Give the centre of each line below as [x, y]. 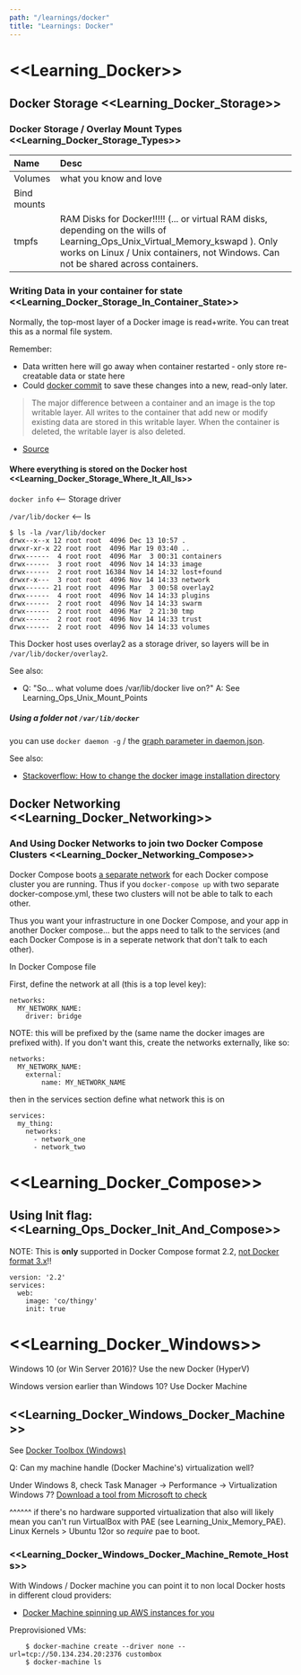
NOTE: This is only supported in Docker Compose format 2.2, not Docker [144, 1251]
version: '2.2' [38, 1277]
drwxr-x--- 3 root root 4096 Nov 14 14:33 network [110, 580]
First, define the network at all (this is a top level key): [108, 984]
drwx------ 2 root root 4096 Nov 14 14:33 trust [106, 619]
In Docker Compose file [53, 966]
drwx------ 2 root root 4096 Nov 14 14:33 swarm [106, 603]
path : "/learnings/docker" [60, 18]
